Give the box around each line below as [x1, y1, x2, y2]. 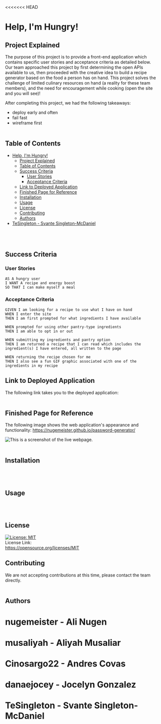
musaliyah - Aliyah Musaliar [5, 637, 121, 648]
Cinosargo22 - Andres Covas [5, 658, 126, 669]
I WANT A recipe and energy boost [5, 280, 76, 286]
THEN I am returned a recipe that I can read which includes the [5, 342, 141, 347]
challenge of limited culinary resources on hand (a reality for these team [5, 80, 151, 86]
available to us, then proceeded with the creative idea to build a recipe [5, 70, 147, 75]
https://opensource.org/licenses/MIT [5, 545, 79, 550]
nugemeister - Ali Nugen [5, 616, 107, 628]
